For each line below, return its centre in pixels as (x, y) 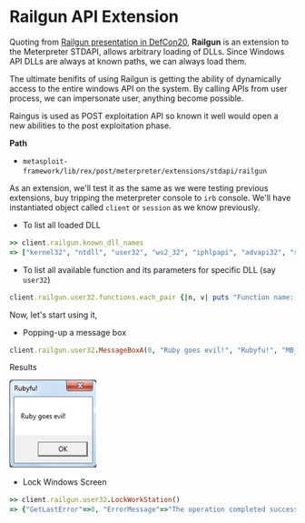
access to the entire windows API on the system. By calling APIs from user (148, 88)
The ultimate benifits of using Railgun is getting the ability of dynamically (145, 78)
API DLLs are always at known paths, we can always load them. (128, 61)
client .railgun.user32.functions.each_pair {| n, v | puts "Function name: (152, 297)
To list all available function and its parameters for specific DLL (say (149, 269)
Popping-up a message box (74, 332)
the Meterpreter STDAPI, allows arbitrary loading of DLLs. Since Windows (147, 51)
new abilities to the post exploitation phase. (90, 126)
